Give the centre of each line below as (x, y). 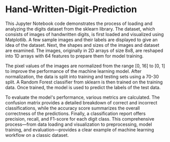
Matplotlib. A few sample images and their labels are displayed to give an (81, 40)
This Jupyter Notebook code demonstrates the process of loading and (79, 23)
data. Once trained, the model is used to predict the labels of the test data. (83, 87)
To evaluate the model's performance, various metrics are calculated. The (82, 97)
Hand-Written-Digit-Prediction (71, 9)
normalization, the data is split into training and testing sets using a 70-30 (82, 76)
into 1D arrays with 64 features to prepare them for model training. (74, 56)
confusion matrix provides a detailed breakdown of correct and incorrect (81, 102)
